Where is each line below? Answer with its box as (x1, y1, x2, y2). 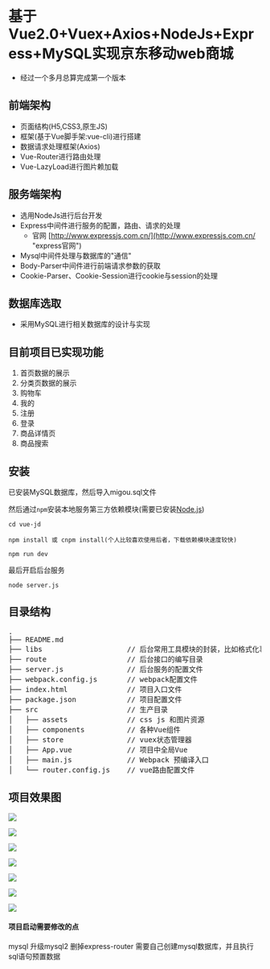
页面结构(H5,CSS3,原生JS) (19, 122, 108, 131)
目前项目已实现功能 (8, 345, 104, 359)
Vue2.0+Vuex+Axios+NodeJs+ (8, 25, 223, 43)
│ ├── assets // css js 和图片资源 (8, 715, 205, 724)
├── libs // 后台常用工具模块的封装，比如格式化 (8, 645, 260, 654)
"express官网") (31, 241, 82, 250)
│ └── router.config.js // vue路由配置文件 (8, 765, 195, 774)
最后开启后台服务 (8, 565, 65, 575)
